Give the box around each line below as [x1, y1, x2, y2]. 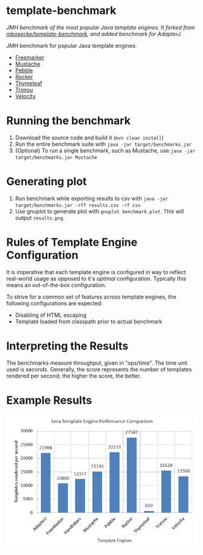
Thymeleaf [15, 80, 43, 87]
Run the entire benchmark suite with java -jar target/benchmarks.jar [15, 140, 192, 148]
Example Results [6, 393, 92, 407]
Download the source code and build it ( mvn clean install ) [15, 134, 164, 141]
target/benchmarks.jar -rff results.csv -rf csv [15, 202, 141, 209]
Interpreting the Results [6, 339, 129, 353]
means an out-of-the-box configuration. [6, 281, 106, 289]
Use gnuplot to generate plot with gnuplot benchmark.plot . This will [15, 207, 184, 215]
